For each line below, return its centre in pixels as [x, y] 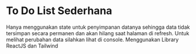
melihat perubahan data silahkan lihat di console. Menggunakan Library [92, 39]
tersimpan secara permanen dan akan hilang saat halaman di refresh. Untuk [98, 33]
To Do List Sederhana [59, 11]
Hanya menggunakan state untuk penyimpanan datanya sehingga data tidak [98, 27]
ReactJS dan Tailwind [32, 46]
